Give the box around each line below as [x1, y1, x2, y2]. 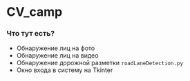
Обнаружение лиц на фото [16, 44, 95, 52]
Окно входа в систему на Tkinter [16, 66, 113, 74]
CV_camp [6, 4, 63, 20]
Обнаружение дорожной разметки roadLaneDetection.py [16, 59, 184, 67]
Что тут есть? [6, 29, 55, 38]
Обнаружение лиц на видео [16, 51, 99, 60]
